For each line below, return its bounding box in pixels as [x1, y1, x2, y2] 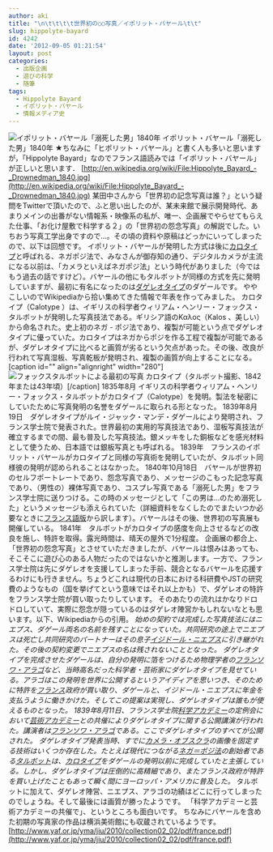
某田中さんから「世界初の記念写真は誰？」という [92, 191, 256, 200]
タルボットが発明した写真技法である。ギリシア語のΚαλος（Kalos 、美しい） [8, 313, 264, 322]
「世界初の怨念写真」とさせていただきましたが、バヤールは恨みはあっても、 [8, 543, 263, 553]
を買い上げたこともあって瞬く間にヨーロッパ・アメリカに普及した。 [8, 777, 235, 786]
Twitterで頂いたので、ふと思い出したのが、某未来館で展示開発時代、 [22, 201, 251, 211]
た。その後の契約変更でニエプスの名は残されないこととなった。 [8, 645, 221, 654]
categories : [8, 58, 49, 66]
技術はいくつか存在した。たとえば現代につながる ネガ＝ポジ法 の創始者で [15, 746, 257, 756]
